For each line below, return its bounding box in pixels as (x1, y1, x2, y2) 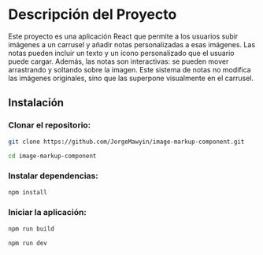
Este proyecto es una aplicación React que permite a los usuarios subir (8, 31, 239, 41)
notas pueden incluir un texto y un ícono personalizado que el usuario (8, 48, 235, 57)
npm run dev (8, 238, 47, 247)
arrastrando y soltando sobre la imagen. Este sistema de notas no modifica (8, 65, 251, 74)
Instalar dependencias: (8, 171, 98, 182)
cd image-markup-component (8, 152, 97, 160)
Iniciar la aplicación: (8, 207, 87, 218)
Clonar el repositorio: (8, 120, 91, 131)
